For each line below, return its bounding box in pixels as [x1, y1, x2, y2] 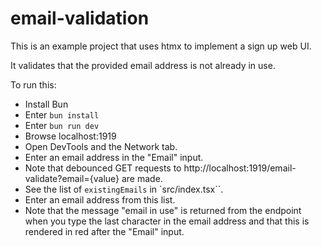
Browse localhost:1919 [24, 130, 117, 142]
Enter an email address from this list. [24, 193, 176, 206]
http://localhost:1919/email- [183, 162, 297, 174]
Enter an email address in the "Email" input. [24, 151, 204, 163]
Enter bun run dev [24, 119, 100, 131]
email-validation [10, 7, 150, 30]
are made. [121, 172, 163, 184]
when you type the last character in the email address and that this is [24, 215, 310, 227]
